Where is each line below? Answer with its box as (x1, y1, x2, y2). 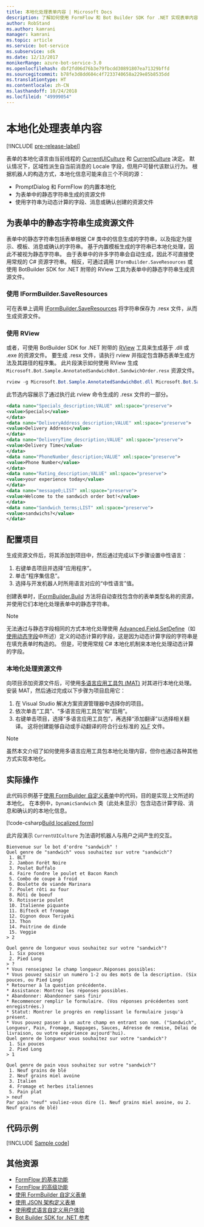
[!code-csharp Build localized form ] (6, 819, 94, 827)
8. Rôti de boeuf (8, 892, 53, 898)
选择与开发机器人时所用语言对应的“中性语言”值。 (15, 580, 138, 587)
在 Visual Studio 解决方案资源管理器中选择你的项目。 (15, 700, 147, 707)
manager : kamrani (6, 32, 50, 38)
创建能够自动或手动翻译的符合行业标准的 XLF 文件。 (38, 723, 168, 730)
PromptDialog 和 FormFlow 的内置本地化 (15, 183, 117, 190)
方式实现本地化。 (6, 755, 49, 762)
